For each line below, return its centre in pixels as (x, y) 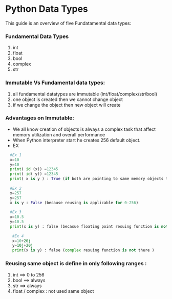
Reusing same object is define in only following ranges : (76, 264)
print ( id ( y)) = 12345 (34, 174)
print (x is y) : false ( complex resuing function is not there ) (83, 250)
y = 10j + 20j (23, 246)
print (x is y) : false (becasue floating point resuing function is (84, 226)
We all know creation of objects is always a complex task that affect (84, 129)
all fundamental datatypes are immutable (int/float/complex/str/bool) (85, 94)
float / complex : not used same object (53, 291)
